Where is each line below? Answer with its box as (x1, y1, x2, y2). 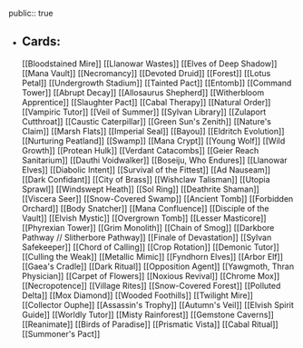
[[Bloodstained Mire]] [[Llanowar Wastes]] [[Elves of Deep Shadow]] (21, 58, 278, 69)
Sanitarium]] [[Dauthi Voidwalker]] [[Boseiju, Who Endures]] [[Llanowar (21, 154, 288, 165)
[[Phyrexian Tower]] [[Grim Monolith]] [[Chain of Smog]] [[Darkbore (21, 222, 275, 233)
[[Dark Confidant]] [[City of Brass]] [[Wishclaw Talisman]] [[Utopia (21, 174, 270, 184)
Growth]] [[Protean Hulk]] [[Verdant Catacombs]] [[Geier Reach (21, 144, 259, 155)
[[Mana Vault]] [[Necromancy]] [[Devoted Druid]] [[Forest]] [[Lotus (21, 67, 271, 78)
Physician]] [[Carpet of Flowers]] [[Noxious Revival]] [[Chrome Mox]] (21, 270, 280, 281)
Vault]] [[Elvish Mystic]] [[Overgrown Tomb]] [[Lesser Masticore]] (21, 213, 267, 224)
